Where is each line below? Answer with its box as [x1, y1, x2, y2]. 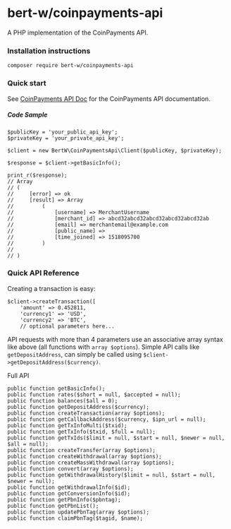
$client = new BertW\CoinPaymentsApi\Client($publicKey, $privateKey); [7, 147, 222, 154]
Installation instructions [7, 46, 91, 56]
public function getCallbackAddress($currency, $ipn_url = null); [7, 415, 206, 423]
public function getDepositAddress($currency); [7, 403, 150, 410]
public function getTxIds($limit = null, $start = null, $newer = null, [7, 434, 225, 441]
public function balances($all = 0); [7, 397, 118, 404]
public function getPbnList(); [7, 502, 99, 509]
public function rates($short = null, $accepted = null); [7, 391, 181, 398]
